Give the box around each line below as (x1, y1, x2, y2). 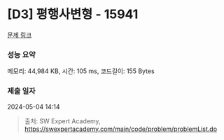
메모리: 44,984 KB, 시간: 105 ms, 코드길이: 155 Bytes (7, 67, 155, 75)
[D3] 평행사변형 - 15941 (7, 6, 139, 22)
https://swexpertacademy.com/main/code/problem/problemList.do (24, 125, 218, 133)
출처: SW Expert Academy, (24, 116, 101, 125)
